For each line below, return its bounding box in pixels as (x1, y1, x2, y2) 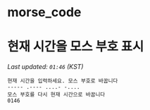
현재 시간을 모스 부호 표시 (7, 39, 144, 55)
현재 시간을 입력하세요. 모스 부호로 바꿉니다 (7, 78, 118, 85)
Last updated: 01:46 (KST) (7, 63, 84, 71)
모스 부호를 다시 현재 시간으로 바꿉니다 (7, 91, 106, 99)
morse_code (7, 4, 82, 20)
